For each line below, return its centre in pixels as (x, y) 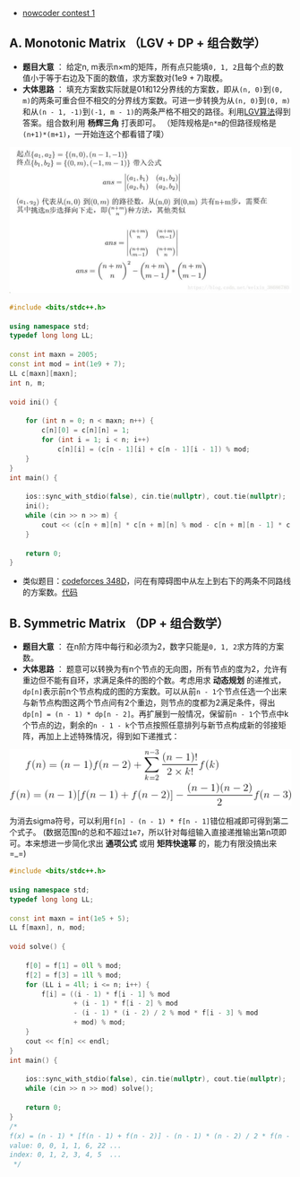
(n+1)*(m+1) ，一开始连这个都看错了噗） (95, 134)
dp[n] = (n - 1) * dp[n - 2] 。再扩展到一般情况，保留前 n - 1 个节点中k (155, 714)
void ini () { (34, 402)
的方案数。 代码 (50, 592)
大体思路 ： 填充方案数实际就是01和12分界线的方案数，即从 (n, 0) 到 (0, (153, 89)
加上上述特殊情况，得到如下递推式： (113, 737)
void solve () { (38, 947)
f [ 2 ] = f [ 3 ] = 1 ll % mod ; (74, 975)
